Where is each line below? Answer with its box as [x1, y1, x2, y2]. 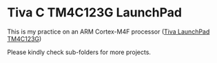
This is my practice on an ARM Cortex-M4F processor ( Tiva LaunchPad [7, 27, 210, 36]
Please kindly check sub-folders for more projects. [7, 48, 152, 56]
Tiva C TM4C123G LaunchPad [7, 5, 183, 21]
